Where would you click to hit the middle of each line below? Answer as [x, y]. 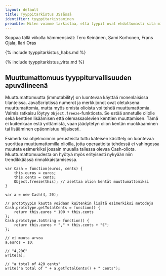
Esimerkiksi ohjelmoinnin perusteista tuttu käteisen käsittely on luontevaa [80, 139]
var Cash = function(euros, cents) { [44, 169]
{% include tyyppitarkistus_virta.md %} [45, 62]
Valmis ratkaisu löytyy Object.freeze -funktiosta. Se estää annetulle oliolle [80, 113]
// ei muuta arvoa [24, 238]
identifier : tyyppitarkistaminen [40, 19]
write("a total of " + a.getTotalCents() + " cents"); [63, 269]
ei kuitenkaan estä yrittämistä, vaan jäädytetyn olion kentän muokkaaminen [82, 124]
